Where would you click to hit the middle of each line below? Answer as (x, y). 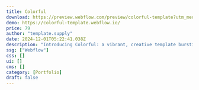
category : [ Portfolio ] (34, 72)
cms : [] (16, 67)
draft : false (22, 78)
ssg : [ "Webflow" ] (28, 50)
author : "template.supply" (39, 34)
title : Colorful (26, 12)
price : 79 (18, 28)
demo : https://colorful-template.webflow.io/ (63, 22)
